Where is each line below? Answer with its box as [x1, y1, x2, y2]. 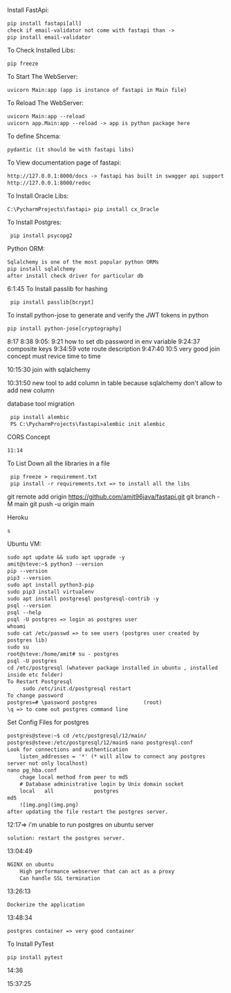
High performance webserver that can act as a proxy [19, 868, 175, 875]
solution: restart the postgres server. [7, 835, 126, 842]
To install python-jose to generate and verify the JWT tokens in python [7, 311, 209, 319]
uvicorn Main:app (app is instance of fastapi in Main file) [7, 86, 187, 93]
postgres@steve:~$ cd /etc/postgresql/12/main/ [7, 732, 147, 739]
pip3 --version [7, 575, 51, 582]
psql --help [7, 609, 41, 616]
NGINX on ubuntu [7, 861, 54, 868]
